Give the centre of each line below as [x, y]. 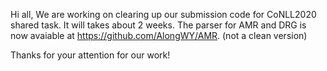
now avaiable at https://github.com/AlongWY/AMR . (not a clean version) [159, 35]
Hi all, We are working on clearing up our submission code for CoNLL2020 [163, 14]
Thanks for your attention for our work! [90, 55]
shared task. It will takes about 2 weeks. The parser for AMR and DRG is [158, 25]
